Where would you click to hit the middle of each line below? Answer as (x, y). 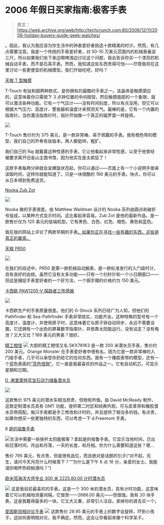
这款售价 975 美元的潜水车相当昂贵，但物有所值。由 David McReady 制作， (81, 400)
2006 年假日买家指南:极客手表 (66, 10)
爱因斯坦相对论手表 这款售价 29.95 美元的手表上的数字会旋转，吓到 (76, 511)
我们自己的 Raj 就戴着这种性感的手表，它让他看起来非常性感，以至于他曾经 (80, 151)
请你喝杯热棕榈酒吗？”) (28, 468)
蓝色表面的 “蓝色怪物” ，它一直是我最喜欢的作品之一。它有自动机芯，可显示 (84, 364)
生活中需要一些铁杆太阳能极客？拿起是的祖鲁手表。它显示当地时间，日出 (82, 439)
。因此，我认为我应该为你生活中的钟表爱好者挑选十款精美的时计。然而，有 (80, 45)
